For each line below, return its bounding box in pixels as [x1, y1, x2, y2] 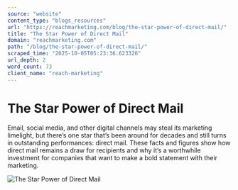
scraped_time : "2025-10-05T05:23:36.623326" [7, 50, 141, 57]
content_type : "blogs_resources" [7, 17, 107, 24]
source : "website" [7, 10, 62, 18]
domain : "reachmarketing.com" [7, 37, 97, 44]
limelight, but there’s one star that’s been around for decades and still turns [7, 131, 227, 140]
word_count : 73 [7, 63, 53, 70]
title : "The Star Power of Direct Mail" [7, 30, 129, 38]
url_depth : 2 [7, 57, 46, 64]
